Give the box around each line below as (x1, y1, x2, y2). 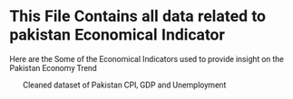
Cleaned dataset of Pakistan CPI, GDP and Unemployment (22, 79, 227, 90)
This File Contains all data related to (9, 6, 266, 26)
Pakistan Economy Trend (9, 63, 97, 73)
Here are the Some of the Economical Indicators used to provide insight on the (9, 54, 284, 64)
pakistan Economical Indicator (9, 25, 225, 45)
